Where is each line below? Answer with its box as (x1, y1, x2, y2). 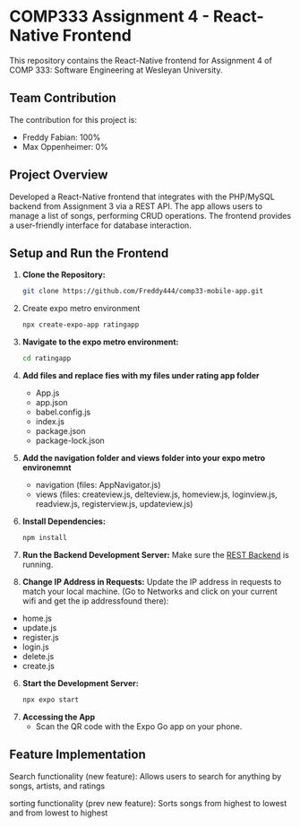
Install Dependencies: (21, 516, 106, 527)
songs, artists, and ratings (9, 780, 106, 791)
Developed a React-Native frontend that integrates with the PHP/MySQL (9, 191, 275, 202)
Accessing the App (21, 711, 96, 722)
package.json (35, 426, 86, 436)
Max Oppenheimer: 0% (21, 141, 109, 152)
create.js (21, 660, 56, 671)
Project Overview (9, 168, 108, 183)
